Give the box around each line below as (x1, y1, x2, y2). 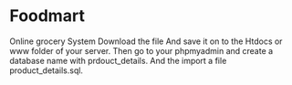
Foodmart (9, 5, 85, 27)
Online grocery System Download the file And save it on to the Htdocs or (9, 36, 283, 47)
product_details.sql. (9, 65, 84, 76)
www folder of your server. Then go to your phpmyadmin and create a (9, 45, 274, 56)
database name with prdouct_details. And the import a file (9, 55, 227, 66)
